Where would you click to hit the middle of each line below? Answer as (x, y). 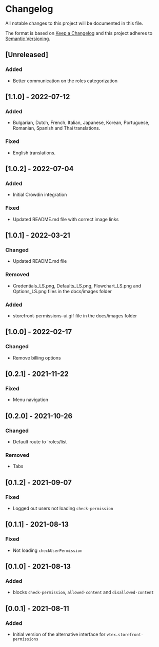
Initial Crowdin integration (40, 195)
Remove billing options (37, 357)
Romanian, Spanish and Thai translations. (56, 128)
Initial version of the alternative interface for (59, 634)
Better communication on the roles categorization (65, 81)
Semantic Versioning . (28, 39)
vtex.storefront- (125, 635)
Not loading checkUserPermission (47, 550)
